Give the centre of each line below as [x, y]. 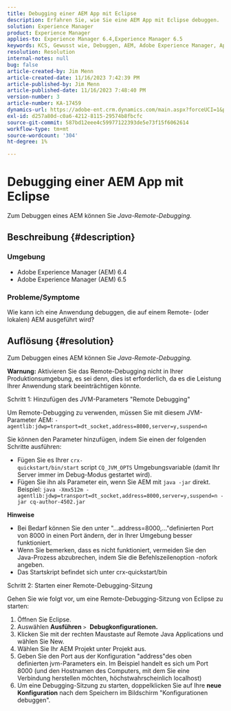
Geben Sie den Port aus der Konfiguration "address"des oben [104, 656]
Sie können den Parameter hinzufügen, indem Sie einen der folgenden [107, 439]
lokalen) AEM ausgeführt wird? [51, 320]
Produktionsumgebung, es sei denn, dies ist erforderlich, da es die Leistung [114, 378]
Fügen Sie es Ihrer [43, 460]
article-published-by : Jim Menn [53, 84]
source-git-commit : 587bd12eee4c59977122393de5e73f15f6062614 [98, 122]
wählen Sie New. [41, 641]
